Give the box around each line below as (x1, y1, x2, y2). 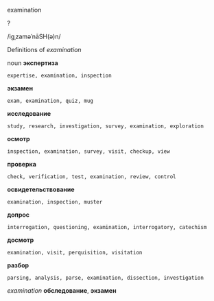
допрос (7, 210, 29, 219)
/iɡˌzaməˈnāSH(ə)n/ (7, 32, 61, 40)
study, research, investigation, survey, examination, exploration (7, 123, 204, 130)
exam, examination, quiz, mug (7, 97, 94, 104)
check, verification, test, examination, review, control (7, 173, 176, 180)
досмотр (7, 236, 34, 244)
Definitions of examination (7, 46, 82, 53)
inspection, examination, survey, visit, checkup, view (7, 148, 170, 155)
